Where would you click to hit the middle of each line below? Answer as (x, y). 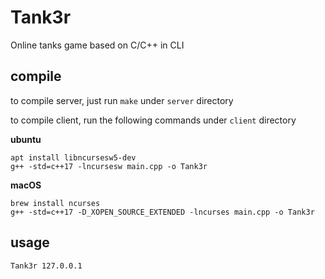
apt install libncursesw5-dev (73, 157)
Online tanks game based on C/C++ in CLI (97, 45)
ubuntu (26, 139)
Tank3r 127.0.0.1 (46, 266)
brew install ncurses (55, 203)
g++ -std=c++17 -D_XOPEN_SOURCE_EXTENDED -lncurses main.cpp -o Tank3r (162, 212)
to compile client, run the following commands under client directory (153, 120)
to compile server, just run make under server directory (122, 100)
